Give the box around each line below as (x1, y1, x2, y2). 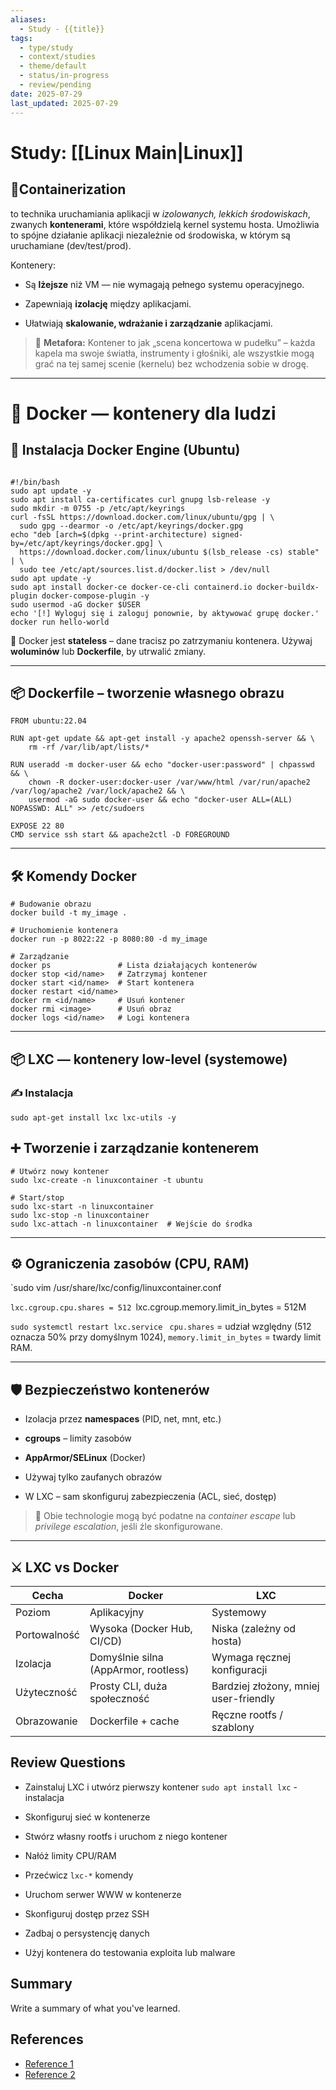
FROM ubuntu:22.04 (10, 716, 87, 726)
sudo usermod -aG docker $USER (10, 599, 141, 610)
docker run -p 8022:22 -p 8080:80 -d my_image (10, 934, 208, 945)
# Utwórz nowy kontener (10, 1166, 110, 1176)
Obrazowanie (15, 1714, 78, 1728)
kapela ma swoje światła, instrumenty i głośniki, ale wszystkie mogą (34, 347, 315, 359)
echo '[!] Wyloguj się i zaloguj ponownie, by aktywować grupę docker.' (10, 608, 320, 618)
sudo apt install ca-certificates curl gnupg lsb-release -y (10, 494, 271, 505)
